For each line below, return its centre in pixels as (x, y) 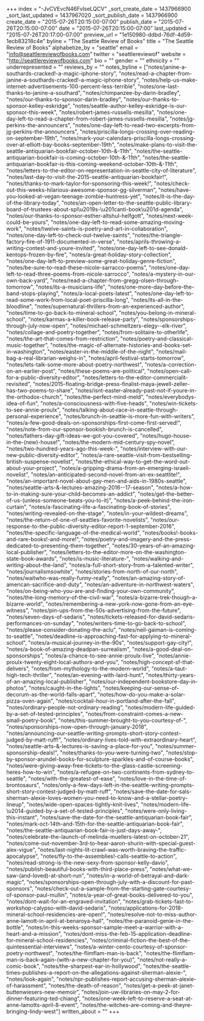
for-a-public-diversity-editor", (44, 377)
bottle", (15, 927)
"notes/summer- (176, 746)
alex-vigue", (21, 850)
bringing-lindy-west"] (33, 1011)
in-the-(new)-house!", (34, 442)
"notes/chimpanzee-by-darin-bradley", (132, 93)
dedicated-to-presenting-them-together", (58, 546)
